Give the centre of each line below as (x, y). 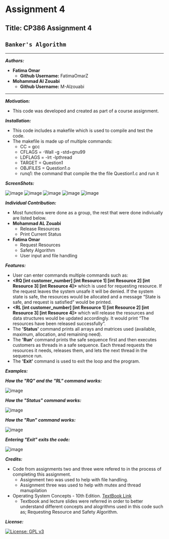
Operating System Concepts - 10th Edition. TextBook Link (72, 496)
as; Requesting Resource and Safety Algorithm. (69, 512)
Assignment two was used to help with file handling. (74, 480)
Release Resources (40, 229)
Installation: (18, 121)
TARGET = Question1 (41, 163)
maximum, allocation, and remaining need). (57, 334)
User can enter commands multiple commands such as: (70, 275)
